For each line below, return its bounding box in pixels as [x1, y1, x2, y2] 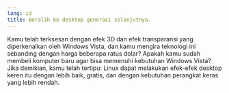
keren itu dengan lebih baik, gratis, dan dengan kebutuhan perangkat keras [7, 71, 219, 79]
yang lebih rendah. [7, 78, 60, 86]
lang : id [7, 10, 32, 17]
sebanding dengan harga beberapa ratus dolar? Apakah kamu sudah [7, 49, 200, 58]
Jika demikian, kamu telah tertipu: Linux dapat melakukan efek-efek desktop [7, 64, 222, 72]
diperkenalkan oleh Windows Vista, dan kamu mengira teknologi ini [7, 42, 196, 50]
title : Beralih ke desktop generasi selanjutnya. [7, 16, 152, 23]
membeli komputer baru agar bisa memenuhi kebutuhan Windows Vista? [7, 56, 212, 64]
